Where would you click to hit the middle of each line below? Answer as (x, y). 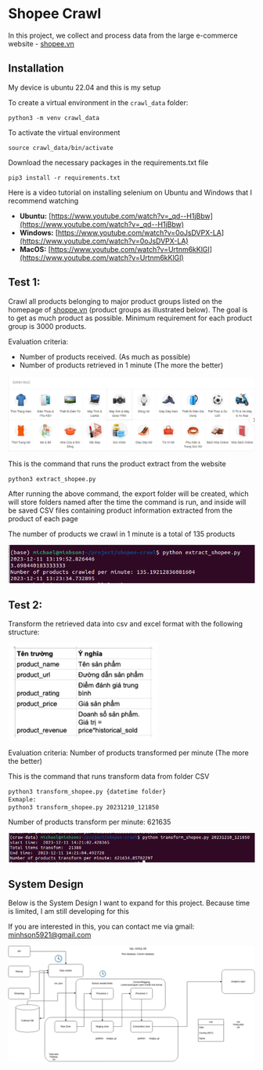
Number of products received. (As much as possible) (105, 356)
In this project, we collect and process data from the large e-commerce (123, 35)
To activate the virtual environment (64, 132)
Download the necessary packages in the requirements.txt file (108, 163)
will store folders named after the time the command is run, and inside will (127, 502)
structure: (24, 632)
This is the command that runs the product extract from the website (117, 463)
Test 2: (25, 605)
